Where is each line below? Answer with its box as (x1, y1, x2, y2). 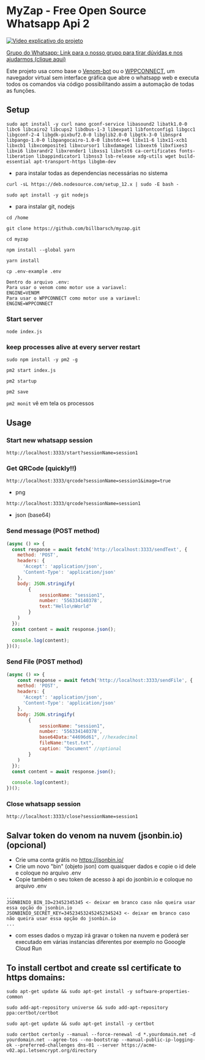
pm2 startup (6, 378, 37, 384)
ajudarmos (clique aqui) (6, 55, 66, 63)
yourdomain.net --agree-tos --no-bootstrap (6, 1037, 119, 1043)
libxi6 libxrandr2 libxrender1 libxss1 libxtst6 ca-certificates (6, 148, 176, 154)
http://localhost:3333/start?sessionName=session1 (6, 450, 138, 456)
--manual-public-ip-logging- (121, 1037, 196, 1043)
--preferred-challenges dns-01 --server (14, 1042, 119, 1048)
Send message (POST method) (6, 527, 100, 535)
